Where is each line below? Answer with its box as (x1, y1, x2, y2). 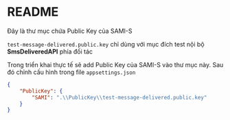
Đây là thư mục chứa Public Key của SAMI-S (7, 27, 133, 35)
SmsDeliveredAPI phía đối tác (7, 47, 93, 56)
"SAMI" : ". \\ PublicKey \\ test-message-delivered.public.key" (32, 94, 207, 101)
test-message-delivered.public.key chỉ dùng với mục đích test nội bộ (7, 40, 205, 48)
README (7, 4, 59, 20)
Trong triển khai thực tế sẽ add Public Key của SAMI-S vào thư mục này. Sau (7, 60, 224, 69)
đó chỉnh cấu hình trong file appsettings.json (7, 68, 136, 76)
